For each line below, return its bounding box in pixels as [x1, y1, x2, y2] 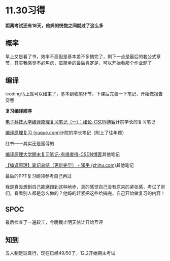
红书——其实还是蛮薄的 [5, 140, 54, 146]
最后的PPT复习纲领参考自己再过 [5, 173, 72, 179]
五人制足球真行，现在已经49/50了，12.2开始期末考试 [5, 250, 116, 256]
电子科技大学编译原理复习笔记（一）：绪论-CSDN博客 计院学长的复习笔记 [5, 118, 156, 125]
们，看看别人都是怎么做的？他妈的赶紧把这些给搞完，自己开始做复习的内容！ [5, 190, 165, 196]
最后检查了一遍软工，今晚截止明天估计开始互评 [5, 219, 103, 225]
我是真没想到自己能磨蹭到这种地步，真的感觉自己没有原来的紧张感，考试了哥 [5, 184, 165, 190]
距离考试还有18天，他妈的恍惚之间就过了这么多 [5, 22, 104, 29]
